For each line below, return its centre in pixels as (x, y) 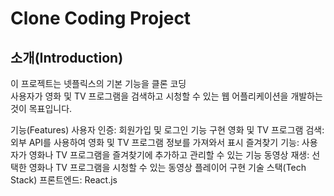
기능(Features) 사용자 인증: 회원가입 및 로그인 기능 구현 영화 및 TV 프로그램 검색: (167, 130)
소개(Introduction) (67, 57)
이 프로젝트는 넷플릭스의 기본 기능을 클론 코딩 (98, 83)
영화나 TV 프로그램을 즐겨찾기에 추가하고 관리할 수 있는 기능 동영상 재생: (169, 155)
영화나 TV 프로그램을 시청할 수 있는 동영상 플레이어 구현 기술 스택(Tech (167, 167)
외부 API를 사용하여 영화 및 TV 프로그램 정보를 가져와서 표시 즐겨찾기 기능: (155, 142)
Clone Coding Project (101, 18)
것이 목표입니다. (41, 108)
